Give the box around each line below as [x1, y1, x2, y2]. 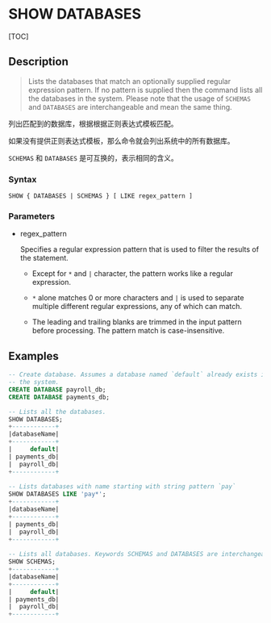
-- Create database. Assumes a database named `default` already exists [8, 370, 258, 379]
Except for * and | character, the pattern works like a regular [31, 269, 234, 278]
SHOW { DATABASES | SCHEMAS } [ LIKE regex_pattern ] [8, 192, 194, 200]
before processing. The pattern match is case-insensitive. [31, 326, 225, 336]
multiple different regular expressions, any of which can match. [31, 302, 242, 311]
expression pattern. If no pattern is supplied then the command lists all [27, 85, 263, 94]
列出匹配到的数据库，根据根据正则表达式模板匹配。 [8, 119, 178, 128]
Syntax [8, 174, 37, 185]
